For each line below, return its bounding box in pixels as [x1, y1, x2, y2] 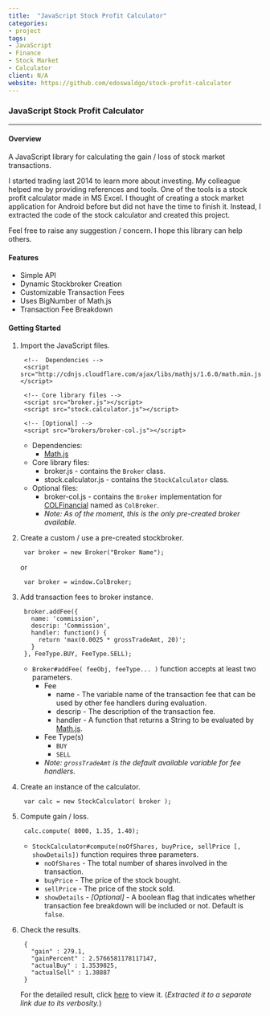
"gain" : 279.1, [31, 948, 86, 956]
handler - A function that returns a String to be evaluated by [55, 716, 255, 725]
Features [8, 252, 39, 262]
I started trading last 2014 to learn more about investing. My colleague [8, 176, 241, 186]
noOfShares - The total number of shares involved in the [43, 859, 227, 868]
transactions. [8, 161, 52, 169]
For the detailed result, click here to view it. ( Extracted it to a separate [19, 989, 252, 1000]
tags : [8, 34, 27, 43]
